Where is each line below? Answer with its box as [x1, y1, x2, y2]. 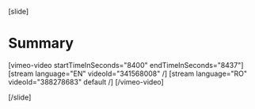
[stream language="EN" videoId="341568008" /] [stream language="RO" [8, 69, 248, 78]
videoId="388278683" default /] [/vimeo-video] [8, 77, 164, 86]
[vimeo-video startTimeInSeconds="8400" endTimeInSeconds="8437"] [8, 60, 244, 70]
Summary [8, 35, 74, 52]
